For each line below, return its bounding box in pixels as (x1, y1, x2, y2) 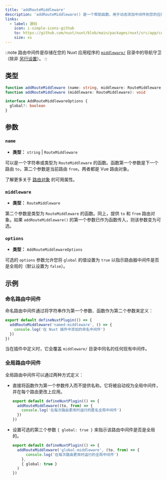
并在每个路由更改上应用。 (12, 388, 65, 394)
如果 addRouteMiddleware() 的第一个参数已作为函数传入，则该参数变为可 (13, 217, 162, 223)
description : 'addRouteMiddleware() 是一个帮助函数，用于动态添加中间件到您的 (5, 12, 158, 17)
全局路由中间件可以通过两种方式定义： (5, 372, 83, 378)
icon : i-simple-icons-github (14, 26, 75, 31)
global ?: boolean (9, 103, 46, 109)
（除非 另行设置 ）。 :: (5, 55, 47, 61)
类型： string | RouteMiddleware (12, 149, 78, 155)
